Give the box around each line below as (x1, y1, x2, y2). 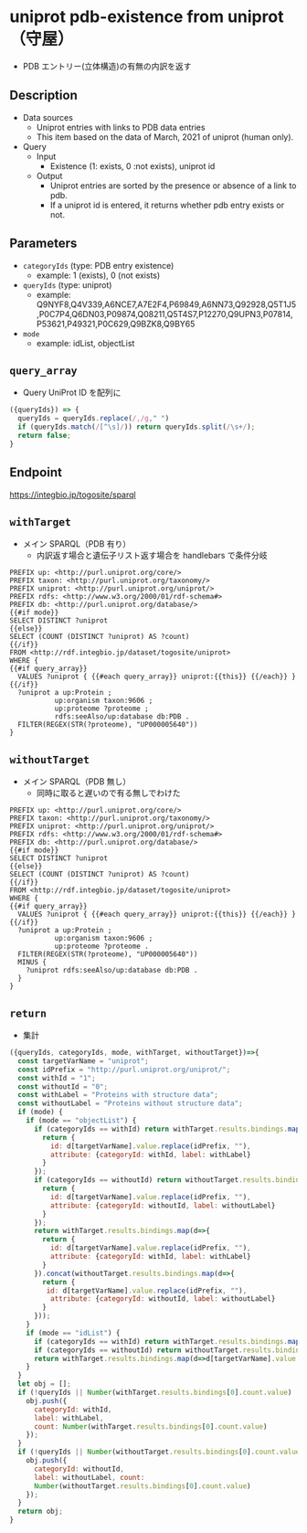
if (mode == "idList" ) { (26, 1328, 121, 1337)
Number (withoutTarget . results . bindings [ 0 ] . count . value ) (33, 1481, 251, 1491)
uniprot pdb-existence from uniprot (9, 6, 284, 27)
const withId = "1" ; (17, 1073, 96, 1082)
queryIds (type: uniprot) (22, 279, 112, 290)
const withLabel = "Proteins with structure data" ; (17, 1091, 219, 1100)
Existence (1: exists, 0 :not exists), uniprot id (49, 160, 216, 171)
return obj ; (17, 1506, 64, 1517)
